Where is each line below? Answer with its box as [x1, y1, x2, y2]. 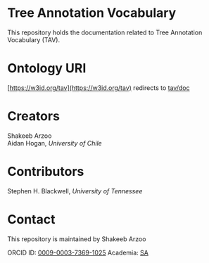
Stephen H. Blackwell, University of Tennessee [7, 186, 143, 195]
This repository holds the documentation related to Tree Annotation [7, 28, 203, 37]
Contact [7, 211, 56, 227]
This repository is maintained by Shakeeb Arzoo [7, 234, 146, 243]
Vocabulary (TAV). [7, 35, 61, 44]
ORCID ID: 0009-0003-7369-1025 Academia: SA [7, 248, 149, 257]
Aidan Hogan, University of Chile [7, 139, 102, 147]
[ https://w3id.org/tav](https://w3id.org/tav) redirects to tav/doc [7, 83, 190, 92]
